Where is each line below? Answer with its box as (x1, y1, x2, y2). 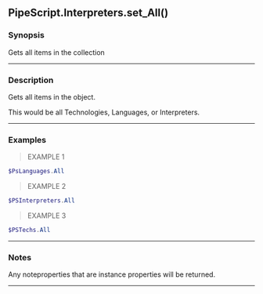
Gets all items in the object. (8, 92, 96, 101)
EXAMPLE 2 (27, 182, 67, 191)
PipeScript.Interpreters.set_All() (8, 6, 169, 20)
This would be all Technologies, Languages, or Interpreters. (8, 107, 200, 117)
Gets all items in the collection (8, 47, 106, 57)
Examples (8, 134, 47, 145)
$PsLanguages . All (8, 168, 65, 176)
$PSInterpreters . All (8, 197, 76, 205)
